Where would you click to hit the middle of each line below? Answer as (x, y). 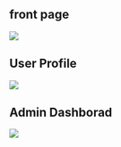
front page (39, 15)
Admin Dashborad (61, 113)
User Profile (43, 64)
